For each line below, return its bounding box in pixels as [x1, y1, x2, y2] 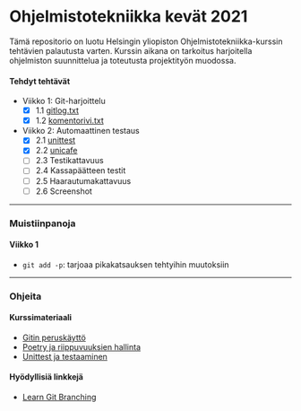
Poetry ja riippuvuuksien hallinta [21, 341, 142, 352]
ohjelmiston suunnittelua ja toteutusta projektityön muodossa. [9, 55, 236, 66]
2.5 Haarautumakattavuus [35, 175, 132, 186]
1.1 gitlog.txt [35, 105, 79, 116]
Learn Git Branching [21, 392, 97, 403]
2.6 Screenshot [35, 186, 92, 197]
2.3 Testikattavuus [35, 155, 105, 166]
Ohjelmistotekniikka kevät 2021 [9, 6, 248, 27]
